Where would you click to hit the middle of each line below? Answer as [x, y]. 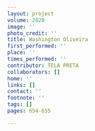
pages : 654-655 [29, 111]
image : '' [21, 26]
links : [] [21, 85]
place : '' [21, 53]
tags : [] [20, 105]
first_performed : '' [37, 46]
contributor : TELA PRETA [43, 65]
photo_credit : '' [32, 33]
